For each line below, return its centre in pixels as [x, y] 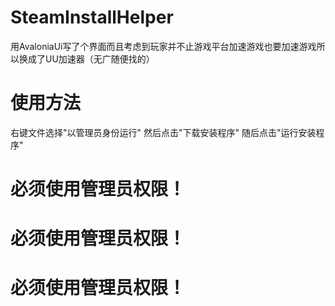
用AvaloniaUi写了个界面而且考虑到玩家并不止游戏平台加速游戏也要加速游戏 [163, 46]
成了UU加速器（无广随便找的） [91, 58]
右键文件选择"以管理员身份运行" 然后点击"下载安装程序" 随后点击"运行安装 [163, 132]
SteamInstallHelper [92, 17]
